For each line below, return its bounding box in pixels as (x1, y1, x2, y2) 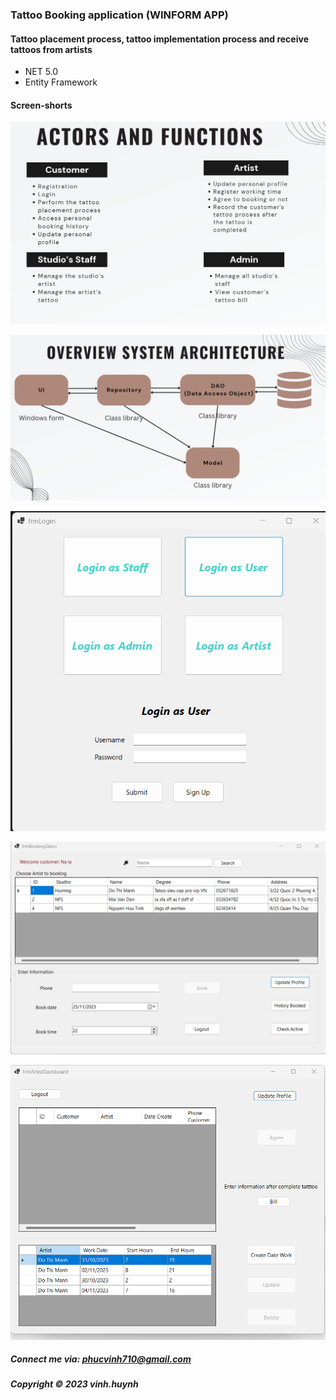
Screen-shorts (10, 99, 73, 111)
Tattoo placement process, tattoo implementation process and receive (10, 33, 309, 45)
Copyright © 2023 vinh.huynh (10, 1378, 139, 1390)
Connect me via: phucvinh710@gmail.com (10, 1353, 192, 1365)
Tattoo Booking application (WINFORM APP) (10, 8, 229, 22)
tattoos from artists (10, 43, 93, 55)
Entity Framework (24, 76, 98, 88)
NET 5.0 (24, 66, 59, 78)
